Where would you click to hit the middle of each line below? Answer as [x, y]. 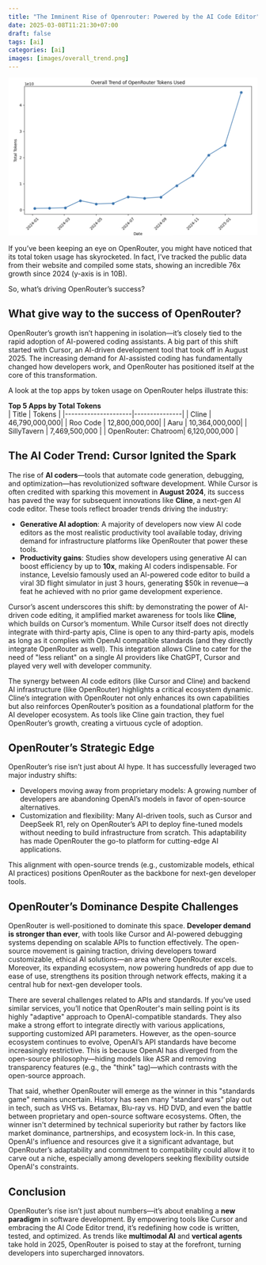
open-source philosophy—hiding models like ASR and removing [112, 1059]
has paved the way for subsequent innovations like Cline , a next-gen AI [125, 500]
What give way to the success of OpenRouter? [125, 314]
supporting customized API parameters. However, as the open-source [122, 1034]
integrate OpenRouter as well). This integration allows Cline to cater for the [130, 649]
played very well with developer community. [80, 665]
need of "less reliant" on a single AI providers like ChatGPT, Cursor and [124, 657]
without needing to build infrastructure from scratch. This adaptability [133, 833]
